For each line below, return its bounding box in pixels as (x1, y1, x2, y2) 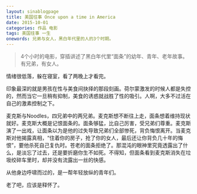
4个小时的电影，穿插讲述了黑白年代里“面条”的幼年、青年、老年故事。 (20, 53, 188, 59)
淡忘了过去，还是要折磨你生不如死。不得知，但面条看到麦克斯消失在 (21, 149, 186, 156)
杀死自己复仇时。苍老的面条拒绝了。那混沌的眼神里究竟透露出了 (29, 142, 184, 149)
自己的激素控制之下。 (6, 100, 57, 106)
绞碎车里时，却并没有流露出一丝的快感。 (11, 156, 109, 163)
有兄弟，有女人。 (20, 60, 62, 67)
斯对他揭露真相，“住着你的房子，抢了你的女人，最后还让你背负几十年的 (6, 135, 178, 141)
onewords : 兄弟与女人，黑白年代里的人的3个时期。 (6, 36, 114, 42)
